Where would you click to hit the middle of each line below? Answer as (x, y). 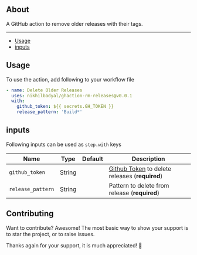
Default (93, 159)
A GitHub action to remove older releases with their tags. (74, 23)
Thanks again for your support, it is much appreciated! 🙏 (74, 245)
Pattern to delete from (139, 185)
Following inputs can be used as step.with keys (64, 144)
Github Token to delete (140, 168)
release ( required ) (134, 193)
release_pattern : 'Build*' (50, 112)
